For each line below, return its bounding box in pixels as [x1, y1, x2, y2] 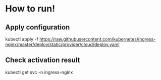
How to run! [5, 3, 56, 14]
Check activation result [5, 56, 80, 64]
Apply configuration [5, 23, 70, 31]
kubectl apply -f [5, 36, 39, 42]
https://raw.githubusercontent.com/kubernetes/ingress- [39, 36, 156, 42]
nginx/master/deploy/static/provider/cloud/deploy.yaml [5, 41, 120, 47]
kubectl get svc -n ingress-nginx [5, 69, 73, 75]
